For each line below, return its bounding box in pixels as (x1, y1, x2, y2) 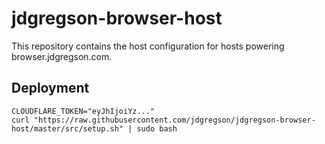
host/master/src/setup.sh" (11, 123, 124, 134)
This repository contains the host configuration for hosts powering (11, 40, 285, 52)
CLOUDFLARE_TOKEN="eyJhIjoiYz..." (11, 106, 156, 116)
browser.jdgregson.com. (11, 50, 113, 62)
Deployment (11, 80, 90, 97)
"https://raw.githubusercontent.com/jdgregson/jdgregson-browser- (33, 115, 316, 125)
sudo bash (136, 123, 178, 134)
